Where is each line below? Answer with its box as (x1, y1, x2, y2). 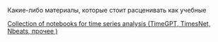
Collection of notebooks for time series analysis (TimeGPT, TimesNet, (7, 20, 211, 27)
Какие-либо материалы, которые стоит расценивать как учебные (7, 6, 207, 14)
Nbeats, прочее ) (7, 27, 58, 35)
